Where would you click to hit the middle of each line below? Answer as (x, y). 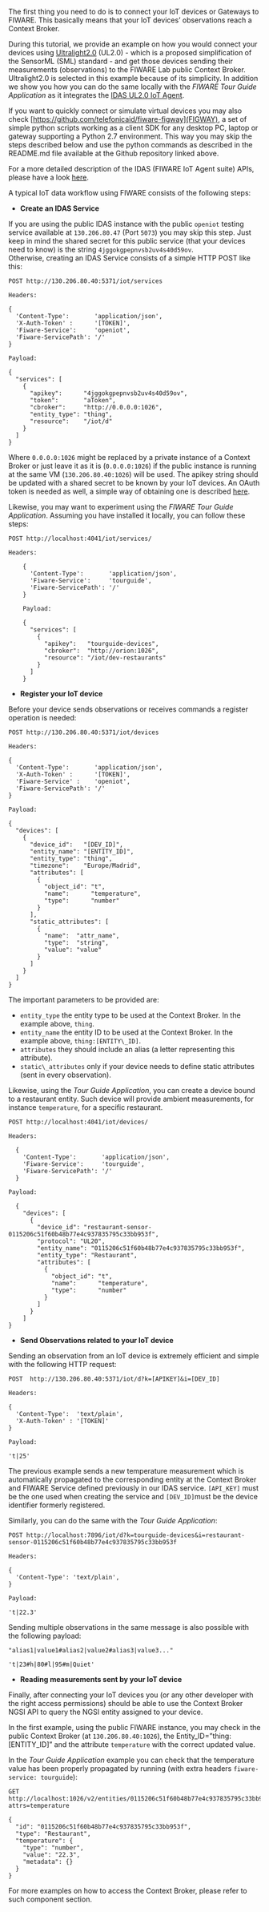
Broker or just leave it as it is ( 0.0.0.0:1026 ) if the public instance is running (132, 466)
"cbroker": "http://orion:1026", (101, 651)
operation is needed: (42, 718)
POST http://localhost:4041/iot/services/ (80, 539)
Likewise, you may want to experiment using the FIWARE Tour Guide (121, 507)
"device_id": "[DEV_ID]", (76, 845)
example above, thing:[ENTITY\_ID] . (80, 1041)
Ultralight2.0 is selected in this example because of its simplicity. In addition (133, 78)
